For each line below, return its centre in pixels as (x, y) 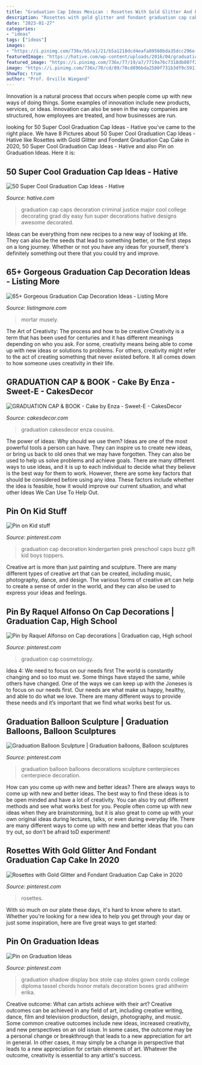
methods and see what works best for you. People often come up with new (99, 806)
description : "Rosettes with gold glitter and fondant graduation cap (96, 17)
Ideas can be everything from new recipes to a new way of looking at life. (97, 234)
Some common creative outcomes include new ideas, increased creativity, (98, 1023)
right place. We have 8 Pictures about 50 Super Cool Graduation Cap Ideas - (101, 134)
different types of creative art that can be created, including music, (89, 574)
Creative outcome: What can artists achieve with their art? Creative (89, 1004)
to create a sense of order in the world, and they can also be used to (91, 586)
